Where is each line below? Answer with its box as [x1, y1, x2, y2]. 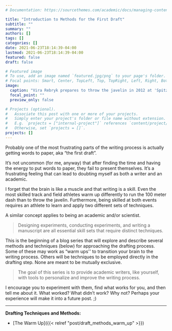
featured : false [5, 55, 40, 60]
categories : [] [5, 40, 38, 46]
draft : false [5, 59, 33, 64]
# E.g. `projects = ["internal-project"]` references [5, 121, 127, 126]
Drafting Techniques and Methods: [5, 310, 81, 316]
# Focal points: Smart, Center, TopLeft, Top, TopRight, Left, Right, [5, 78, 159, 83]
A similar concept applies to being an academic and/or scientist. [5, 212, 141, 218]
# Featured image [5, 69, 42, 74]
